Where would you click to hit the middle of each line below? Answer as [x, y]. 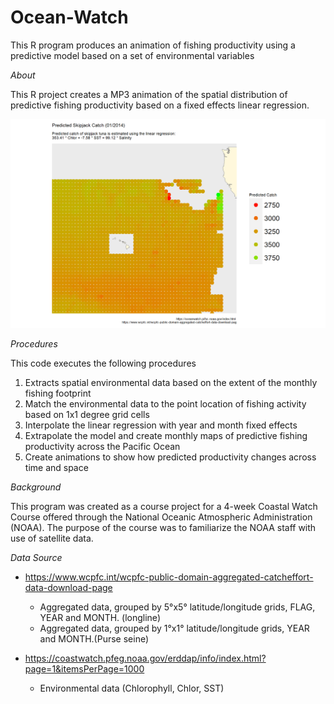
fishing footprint [58, 393]
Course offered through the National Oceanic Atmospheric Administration [161, 517]
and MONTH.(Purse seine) [94, 639]
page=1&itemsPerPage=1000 [84, 669]
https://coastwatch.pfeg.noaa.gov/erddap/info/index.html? [145, 658]
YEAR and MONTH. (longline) [100, 618]
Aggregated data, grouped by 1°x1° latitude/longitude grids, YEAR [174, 628]
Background [36, 487]
